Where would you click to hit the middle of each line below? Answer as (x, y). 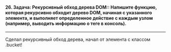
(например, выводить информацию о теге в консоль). (66, 23)
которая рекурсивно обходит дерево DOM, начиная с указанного (79, 12)
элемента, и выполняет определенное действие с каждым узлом (79, 18)
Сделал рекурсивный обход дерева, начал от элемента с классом (78, 40)
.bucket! (14, 45)
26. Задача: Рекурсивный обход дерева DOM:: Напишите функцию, (81, 7)
